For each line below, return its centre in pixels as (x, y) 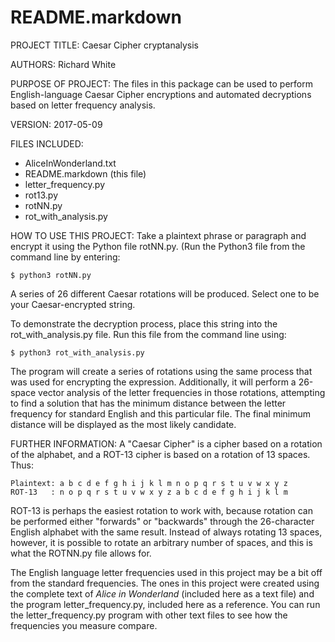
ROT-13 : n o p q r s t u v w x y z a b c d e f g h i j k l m (149, 492)
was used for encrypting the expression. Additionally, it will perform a (153, 382)
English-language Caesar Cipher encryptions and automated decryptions (161, 94)
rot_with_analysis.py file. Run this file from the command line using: (148, 334)
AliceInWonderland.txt (70, 163)
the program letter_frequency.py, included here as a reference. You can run (165, 604)
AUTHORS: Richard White (63, 64)
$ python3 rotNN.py (51, 275)
